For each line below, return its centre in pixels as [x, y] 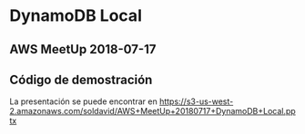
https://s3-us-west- [196, 101]
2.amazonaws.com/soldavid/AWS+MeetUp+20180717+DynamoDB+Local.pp [152, 111]
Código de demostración [81, 79]
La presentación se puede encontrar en [83, 101]
